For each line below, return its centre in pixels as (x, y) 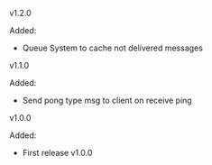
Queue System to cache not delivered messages (112, 48)
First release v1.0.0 (57, 153)
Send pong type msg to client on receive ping (107, 100)
